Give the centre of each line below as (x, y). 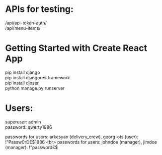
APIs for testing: (39, 9)
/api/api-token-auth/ (26, 23)
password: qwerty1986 (29, 127)
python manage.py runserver (35, 88)
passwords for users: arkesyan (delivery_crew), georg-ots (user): (72, 137)
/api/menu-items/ (23, 28)
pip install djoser (22, 83)
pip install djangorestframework (38, 77)
